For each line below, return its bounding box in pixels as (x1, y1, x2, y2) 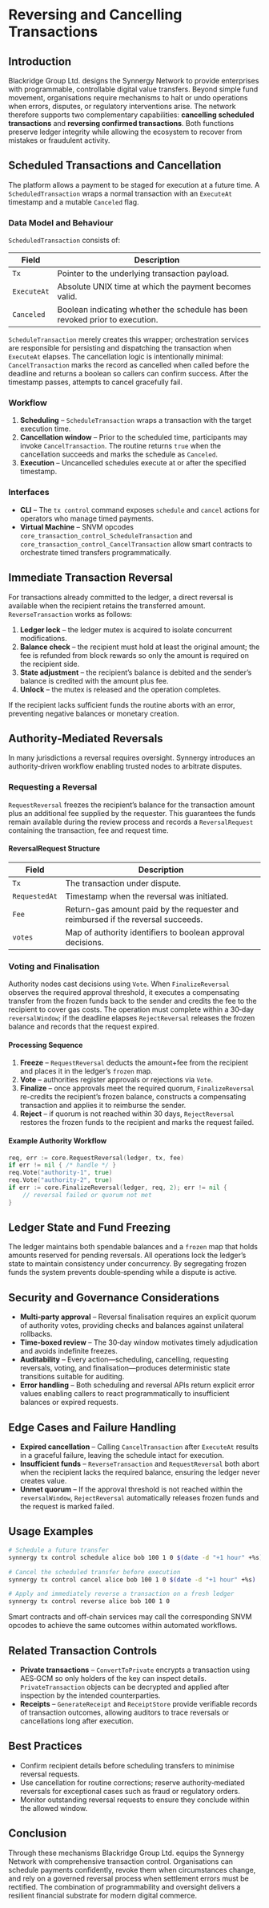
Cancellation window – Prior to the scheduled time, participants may (19, 432, 248, 442)
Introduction (8, 55, 72, 68)
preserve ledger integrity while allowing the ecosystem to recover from (8, 127, 243, 136)
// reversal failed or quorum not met (22, 1191, 152, 1199)
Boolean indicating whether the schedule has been (57, 304, 248, 315)
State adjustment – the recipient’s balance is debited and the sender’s (19, 668, 252, 677)
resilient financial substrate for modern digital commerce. (8, 1890, 198, 1900)
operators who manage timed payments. (19, 514, 155, 523)
